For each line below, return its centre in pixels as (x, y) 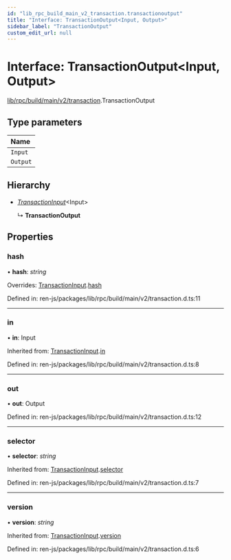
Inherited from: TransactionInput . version (64, 535)
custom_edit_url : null (40, 33)
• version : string (31, 522)
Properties (30, 237)
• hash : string (27, 271)
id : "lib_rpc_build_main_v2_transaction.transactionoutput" (95, 13)
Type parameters (45, 122)
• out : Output (26, 404)
